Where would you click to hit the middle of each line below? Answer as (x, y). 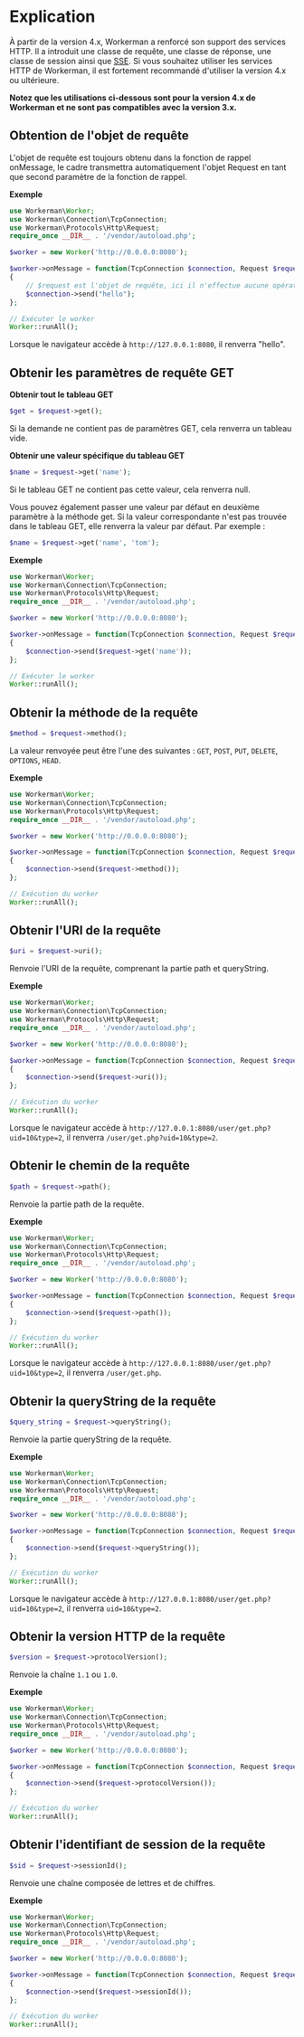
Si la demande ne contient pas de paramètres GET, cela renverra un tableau (151, 428)
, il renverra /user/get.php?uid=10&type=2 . (140, 1137)
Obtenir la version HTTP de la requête (118, 1636)
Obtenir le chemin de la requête (100, 1165)
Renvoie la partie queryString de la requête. (90, 1439)
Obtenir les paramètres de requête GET (122, 373)
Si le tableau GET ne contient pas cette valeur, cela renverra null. (130, 489)
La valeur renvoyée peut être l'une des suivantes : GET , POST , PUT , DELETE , (144, 751)
